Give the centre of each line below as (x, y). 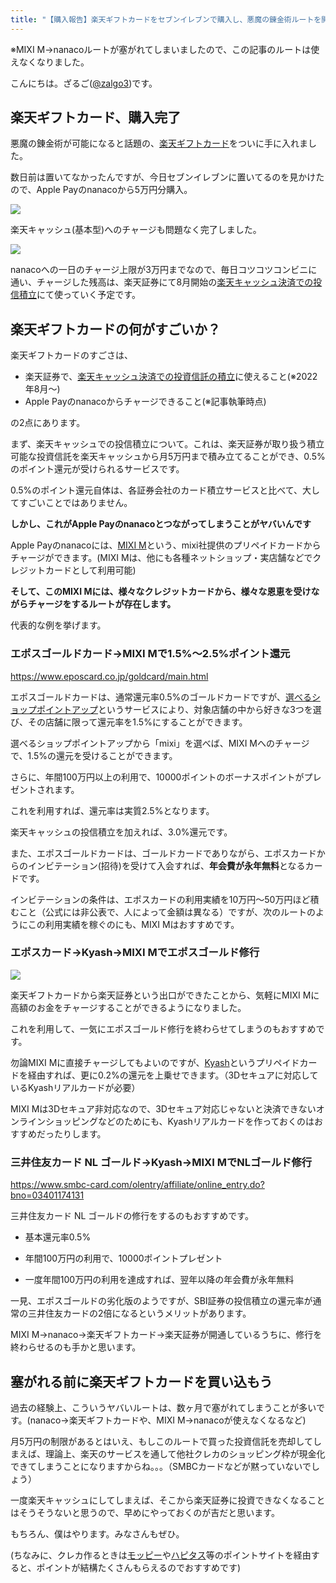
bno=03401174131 (47, 1195)
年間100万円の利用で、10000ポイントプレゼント (123, 1258)
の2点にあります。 (48, 423)
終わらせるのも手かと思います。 (76, 1347)
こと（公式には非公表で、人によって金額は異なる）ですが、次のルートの (167, 912)
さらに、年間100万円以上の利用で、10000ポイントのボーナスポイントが (157, 777)
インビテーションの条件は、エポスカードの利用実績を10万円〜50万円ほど (160, 899)
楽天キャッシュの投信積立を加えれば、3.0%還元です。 (121, 832)
